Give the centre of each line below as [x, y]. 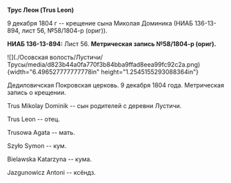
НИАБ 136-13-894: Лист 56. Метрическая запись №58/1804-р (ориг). [112, 44]
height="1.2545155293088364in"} [150, 72]
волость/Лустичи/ [76, 57]
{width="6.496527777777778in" [53, 72]
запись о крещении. [37, 93]
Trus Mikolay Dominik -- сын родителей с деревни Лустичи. [94, 106]
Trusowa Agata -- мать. [41, 132]
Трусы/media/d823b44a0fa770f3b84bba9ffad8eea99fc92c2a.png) [104, 64]
